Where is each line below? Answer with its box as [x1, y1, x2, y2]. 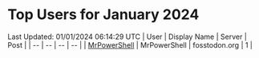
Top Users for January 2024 [7, 6, 200, 24]
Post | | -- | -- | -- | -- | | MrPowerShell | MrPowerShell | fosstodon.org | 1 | [7, 40, 253, 49]
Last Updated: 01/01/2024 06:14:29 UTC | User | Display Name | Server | [7, 32, 248, 41]
